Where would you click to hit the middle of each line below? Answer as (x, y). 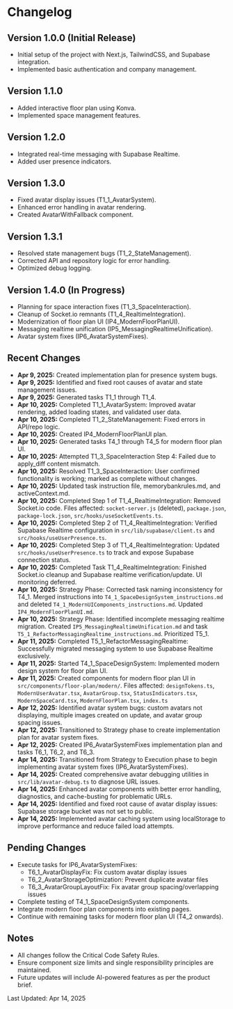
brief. (25, 985)
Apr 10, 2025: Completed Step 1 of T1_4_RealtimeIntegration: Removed (119, 500)
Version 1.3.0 (37, 183)
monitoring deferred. (47, 582)
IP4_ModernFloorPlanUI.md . (56, 611)
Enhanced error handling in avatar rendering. (81, 207)
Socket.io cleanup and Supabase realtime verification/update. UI (110, 574)
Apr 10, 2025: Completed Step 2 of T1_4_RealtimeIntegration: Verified (117, 523)
